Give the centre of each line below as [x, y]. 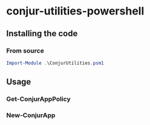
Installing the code [42, 34]
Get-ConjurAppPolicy [38, 99]
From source [25, 51]
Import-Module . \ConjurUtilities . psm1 [55, 63]
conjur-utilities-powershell [75, 11]
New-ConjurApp [31, 115]
